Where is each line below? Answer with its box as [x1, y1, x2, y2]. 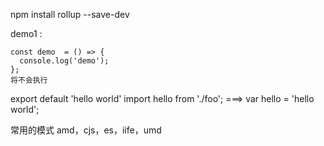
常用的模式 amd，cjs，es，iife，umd [10, 124, 162, 136]
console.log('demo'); [19, 56, 110, 66]
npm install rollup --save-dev [10, 9, 130, 20]
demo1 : [10, 28, 43, 39]
